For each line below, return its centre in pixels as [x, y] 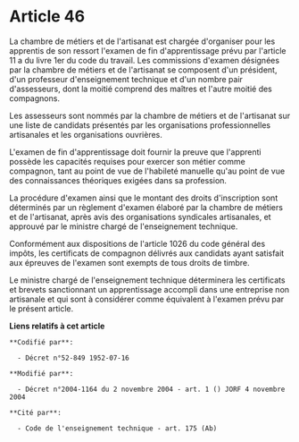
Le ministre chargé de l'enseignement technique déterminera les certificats [147, 280]
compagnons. [35, 98]
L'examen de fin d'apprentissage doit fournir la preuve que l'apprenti [135, 152]
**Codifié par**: [42, 342]
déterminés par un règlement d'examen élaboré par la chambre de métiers [146, 207]
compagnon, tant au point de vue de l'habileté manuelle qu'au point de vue [147, 171]
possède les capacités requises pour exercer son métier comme [127, 161]
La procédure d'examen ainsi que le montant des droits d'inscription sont [144, 198]
